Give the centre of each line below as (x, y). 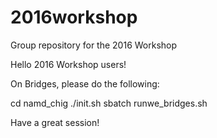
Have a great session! (55, 122)
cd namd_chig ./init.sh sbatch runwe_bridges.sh (109, 103)
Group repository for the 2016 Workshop (94, 45)
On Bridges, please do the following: (85, 83)
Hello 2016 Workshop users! (68, 64)
